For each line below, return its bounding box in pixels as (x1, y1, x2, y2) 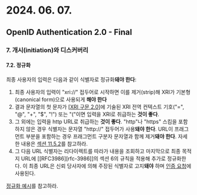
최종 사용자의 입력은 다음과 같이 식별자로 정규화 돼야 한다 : (6, 76, 137, 83)
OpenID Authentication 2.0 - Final (6, 27, 133, 37)
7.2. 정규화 (6, 61, 31, 69)
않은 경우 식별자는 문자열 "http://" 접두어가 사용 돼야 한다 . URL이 (25, 125, 173, 132)
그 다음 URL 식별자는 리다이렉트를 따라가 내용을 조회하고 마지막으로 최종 (14, 147, 181, 154)
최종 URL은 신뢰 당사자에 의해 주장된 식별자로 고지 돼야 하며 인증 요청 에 (28, 162, 192, 169)
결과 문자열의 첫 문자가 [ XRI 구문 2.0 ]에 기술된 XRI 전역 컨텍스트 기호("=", (14, 103, 185, 110)
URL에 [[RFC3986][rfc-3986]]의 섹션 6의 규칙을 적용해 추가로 (21, 155, 166, 162)
